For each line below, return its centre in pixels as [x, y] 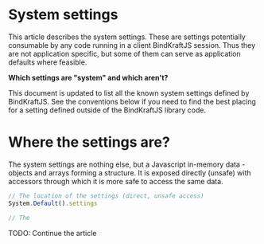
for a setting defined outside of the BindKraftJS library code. [107, 110]
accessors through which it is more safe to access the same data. [116, 181]
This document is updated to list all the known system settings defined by [129, 92]
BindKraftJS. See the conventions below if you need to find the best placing [132, 101]
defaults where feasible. [48, 62]
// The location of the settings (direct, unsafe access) [106, 196]
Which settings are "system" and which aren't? [88, 77]
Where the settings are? [89, 142]
